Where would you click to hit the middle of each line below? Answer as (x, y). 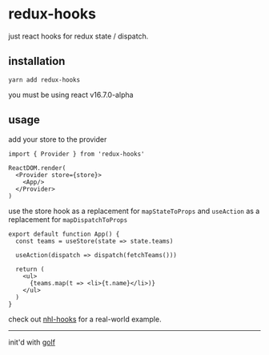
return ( (30, 269)
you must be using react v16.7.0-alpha (71, 95)
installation (37, 61)
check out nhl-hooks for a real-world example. (85, 319)
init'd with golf (32, 342)
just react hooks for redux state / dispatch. (78, 36)
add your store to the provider (58, 139)
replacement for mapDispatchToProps (68, 219)
